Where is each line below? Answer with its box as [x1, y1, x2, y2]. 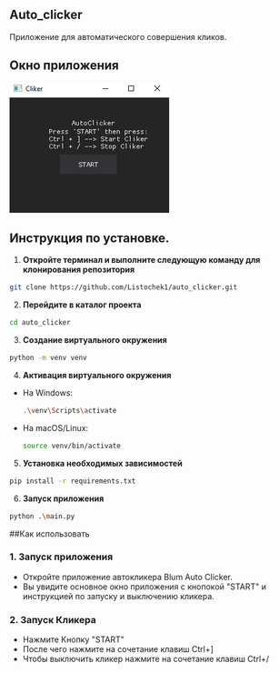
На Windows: [22, 387, 74, 398]
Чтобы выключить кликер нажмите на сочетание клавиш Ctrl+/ [22, 654, 270, 665]
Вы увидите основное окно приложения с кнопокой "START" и [22, 581, 266, 592]
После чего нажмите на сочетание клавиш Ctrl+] [22, 644, 214, 655]
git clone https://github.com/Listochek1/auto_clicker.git [9, 283, 238, 292]
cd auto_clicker [9, 318, 71, 327]
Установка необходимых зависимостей [22, 457, 184, 468]
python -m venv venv [9, 354, 88, 363]
